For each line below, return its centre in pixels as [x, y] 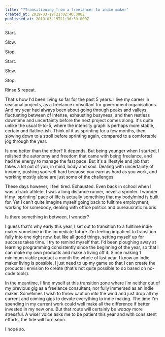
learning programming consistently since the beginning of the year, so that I [82, 247]
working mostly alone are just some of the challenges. [60, 177]
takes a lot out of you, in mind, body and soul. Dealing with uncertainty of [80, 167]
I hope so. [15, 329]
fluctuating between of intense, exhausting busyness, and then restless [78, 115]
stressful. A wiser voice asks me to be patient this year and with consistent [81, 314]
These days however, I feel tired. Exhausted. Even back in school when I [78, 186]
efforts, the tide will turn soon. [36, 320]
